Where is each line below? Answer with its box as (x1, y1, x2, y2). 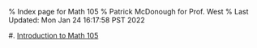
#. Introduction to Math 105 (8, 31, 99, 40)
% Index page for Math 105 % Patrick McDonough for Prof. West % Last (8, 7, 249, 16)
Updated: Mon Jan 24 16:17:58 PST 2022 (8, 15, 145, 25)
